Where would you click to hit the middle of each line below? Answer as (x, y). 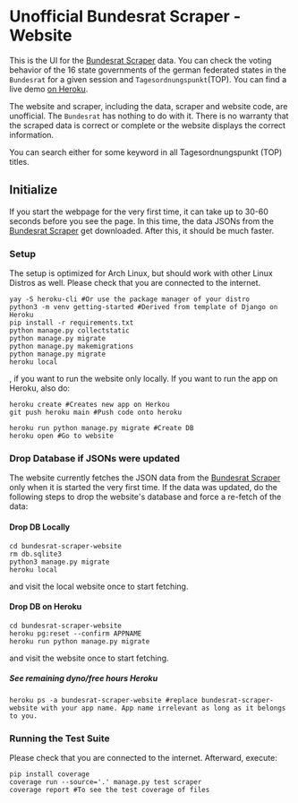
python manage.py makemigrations (72, 347)
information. (32, 134)
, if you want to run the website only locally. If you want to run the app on (144, 379)
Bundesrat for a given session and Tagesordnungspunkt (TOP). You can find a (148, 79)
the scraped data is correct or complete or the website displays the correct (148, 125)
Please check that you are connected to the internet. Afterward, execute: (143, 758)
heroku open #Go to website (62, 436)
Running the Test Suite (60, 738)
